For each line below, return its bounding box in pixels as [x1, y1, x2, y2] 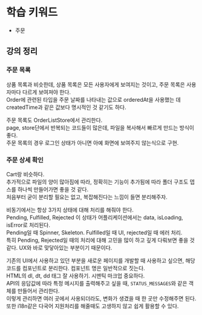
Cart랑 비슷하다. [6, 170, 45, 177]
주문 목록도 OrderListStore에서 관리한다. [6, 116, 103, 124]
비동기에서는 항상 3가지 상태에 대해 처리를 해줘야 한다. [6, 206, 134, 213]
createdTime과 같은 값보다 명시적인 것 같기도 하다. [6, 104, 126, 111]
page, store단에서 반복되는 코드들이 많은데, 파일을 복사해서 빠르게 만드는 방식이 [6, 124, 195, 131]
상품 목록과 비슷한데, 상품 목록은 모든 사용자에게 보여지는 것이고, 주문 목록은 [6, 81, 186, 88]
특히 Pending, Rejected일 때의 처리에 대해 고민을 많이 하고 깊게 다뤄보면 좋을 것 [6, 236, 195, 244]
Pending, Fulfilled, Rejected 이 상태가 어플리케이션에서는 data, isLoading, [6, 213, 183, 221]
